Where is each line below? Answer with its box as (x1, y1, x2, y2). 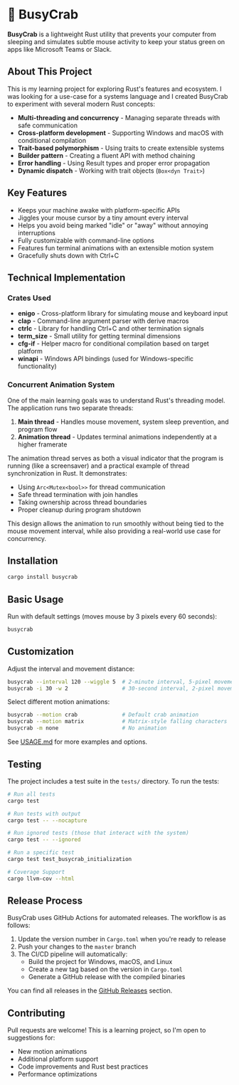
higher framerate (17, 440, 68, 449)
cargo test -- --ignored (7, 836, 81, 843)
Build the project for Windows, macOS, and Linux (28, 958, 173, 966)
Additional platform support (17, 1055, 99, 1064)
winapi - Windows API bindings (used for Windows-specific (17, 355, 194, 363)
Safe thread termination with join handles (17, 490, 139, 498)
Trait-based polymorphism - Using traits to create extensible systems (17, 144, 225, 152)
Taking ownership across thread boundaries (17, 498, 147, 506)
